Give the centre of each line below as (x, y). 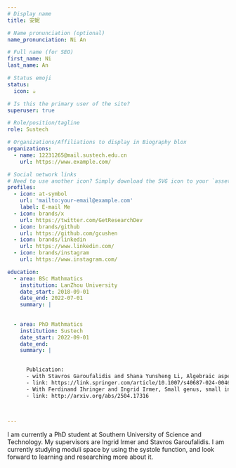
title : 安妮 (24, 20)
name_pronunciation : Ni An (47, 39)
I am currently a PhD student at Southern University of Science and (105, 435)
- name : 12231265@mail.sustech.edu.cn (71, 155)
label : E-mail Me (45, 207)
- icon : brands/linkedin (50, 240)
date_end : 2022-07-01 (51, 298)
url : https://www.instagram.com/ (69, 259)
